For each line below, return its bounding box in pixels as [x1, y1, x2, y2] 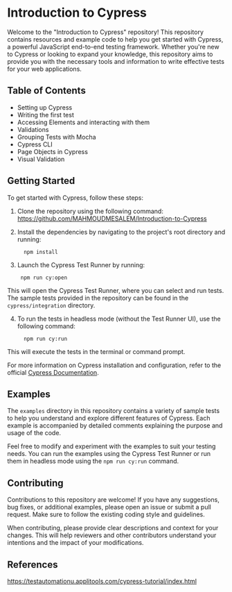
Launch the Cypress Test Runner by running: [17, 260, 145, 269]
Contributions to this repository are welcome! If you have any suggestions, [7, 496, 220, 504]
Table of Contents [7, 85, 87, 96]
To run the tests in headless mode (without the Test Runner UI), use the [17, 314, 221, 323]
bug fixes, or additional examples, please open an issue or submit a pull [7, 503, 211, 511]
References [7, 559, 58, 570]
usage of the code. [7, 429, 61, 437]
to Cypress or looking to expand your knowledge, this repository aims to [7, 50, 213, 58]
